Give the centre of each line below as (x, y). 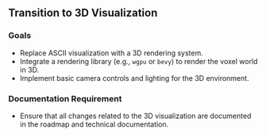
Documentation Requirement (65, 98)
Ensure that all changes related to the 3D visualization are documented (135, 116)
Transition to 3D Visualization (83, 13)
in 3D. (29, 70)
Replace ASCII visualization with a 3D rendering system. (112, 53)
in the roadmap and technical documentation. (94, 124)
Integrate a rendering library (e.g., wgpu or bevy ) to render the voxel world (139, 61)
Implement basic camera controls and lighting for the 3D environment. (134, 78)
